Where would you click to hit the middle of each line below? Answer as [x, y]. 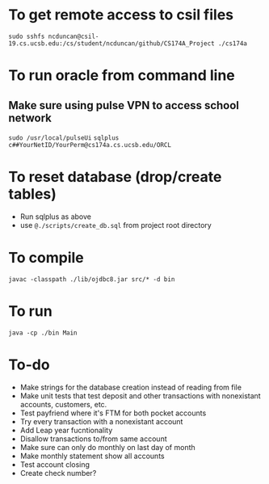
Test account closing [55, 464]
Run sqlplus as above [55, 217]
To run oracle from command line [122, 76]
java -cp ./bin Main [43, 333]
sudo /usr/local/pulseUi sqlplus [64, 138]
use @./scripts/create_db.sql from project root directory [116, 225]
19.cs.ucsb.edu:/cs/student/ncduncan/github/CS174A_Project [112, 43]
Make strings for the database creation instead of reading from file [131, 387]
